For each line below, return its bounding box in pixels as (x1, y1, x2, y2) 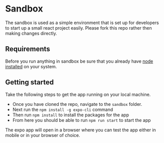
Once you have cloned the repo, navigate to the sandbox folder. (12, 101, 142, 107)
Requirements (5, 45, 50, 53)
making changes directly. (5, 30, 57, 36)
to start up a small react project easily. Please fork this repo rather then (5, 25, 152, 31)
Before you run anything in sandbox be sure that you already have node (5, 58, 153, 64)
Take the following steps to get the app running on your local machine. (5, 91, 151, 97)
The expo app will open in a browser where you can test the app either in (5, 126, 156, 133)
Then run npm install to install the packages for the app (12, 111, 129, 118)
